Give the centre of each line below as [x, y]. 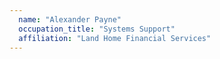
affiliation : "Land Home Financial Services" [115, 38]
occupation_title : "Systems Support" [97, 29]
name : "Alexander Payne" [70, 19]
